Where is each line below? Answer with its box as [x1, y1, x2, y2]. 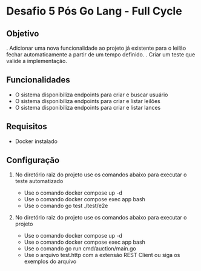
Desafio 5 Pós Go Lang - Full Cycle [6, 4, 183, 18]
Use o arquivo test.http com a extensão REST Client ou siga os [24, 252, 180, 259]
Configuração [6, 155, 60, 166]
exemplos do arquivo [24, 258, 77, 265]
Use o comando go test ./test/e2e [24, 202, 108, 210]
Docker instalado [15, 138, 58, 145]
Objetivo [6, 28, 39, 39]
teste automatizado [15, 178, 64, 185]
